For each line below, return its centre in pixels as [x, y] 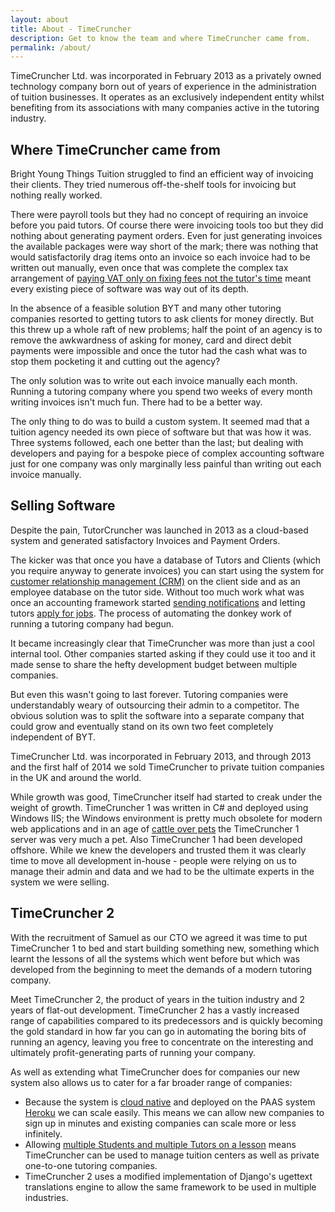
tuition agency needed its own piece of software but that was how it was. [161, 432]
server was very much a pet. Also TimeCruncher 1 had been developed [156, 839]
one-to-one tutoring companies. [91, 1165]
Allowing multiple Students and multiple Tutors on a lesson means [160, 1144]
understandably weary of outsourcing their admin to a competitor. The [155, 705]
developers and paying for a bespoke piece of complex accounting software [167, 453]
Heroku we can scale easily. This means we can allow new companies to [174, 1112]
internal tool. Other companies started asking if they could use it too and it [163, 653]
